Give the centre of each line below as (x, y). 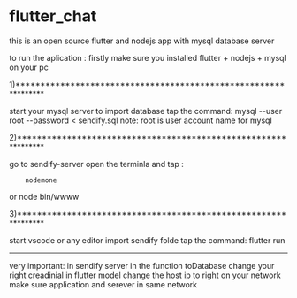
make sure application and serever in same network (103, 284)
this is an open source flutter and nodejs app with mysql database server (142, 41)
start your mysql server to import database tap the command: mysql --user (146, 111)
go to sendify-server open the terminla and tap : (96, 164)
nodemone (41, 180)
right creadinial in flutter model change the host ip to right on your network (145, 275)
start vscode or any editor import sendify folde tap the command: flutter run (147, 240)
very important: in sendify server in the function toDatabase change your (142, 265)
